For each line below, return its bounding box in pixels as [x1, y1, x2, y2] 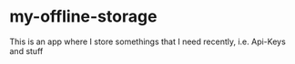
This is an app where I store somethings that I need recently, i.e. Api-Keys [9, 36, 287, 47]
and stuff [9, 45, 44, 56]
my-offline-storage [9, 6, 158, 27]
